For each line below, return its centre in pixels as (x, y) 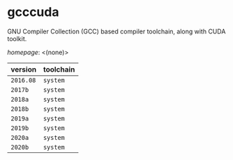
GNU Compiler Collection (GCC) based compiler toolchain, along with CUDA (116, 31)
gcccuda (33, 12)
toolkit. (17, 38)
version (24, 69)
